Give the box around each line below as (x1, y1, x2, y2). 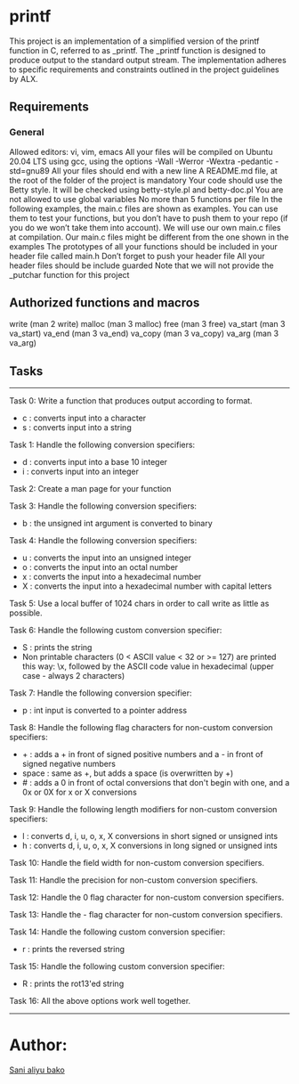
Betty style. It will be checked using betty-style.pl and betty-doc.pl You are (9, 184, 284, 195)
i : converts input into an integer (21, 466, 140, 477)
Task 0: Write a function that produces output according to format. (9, 395, 253, 406)
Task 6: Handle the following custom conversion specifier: (9, 625, 222, 636)
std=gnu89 (9, 165, 51, 175)
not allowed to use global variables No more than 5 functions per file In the (9, 193, 283, 204)
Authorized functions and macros (9, 296, 200, 311)
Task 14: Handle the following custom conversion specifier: (9, 926, 226, 937)
